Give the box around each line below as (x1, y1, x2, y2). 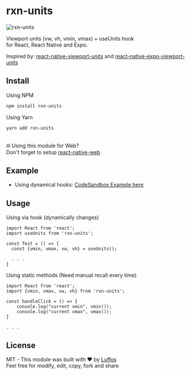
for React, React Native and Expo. (6, 41, 88, 48)
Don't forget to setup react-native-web (6, 148, 100, 155)
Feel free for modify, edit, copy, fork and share (6, 362, 119, 369)
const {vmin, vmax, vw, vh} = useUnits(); (11, 246, 117, 252)
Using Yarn (6, 114, 34, 121)
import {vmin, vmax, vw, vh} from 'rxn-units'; (6, 288, 126, 294)
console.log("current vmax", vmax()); (17, 309, 112, 315)
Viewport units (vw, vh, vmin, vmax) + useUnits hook (6, 35, 134, 42)
